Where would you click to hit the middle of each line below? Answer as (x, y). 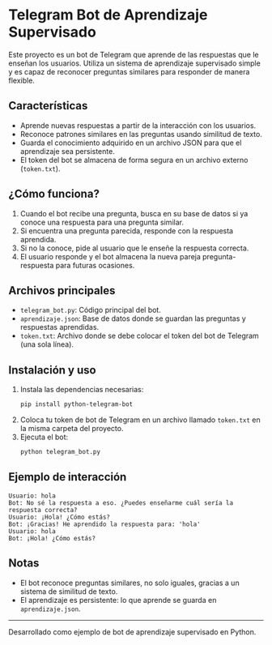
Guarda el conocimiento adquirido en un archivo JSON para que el (131, 143)
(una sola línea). (47, 344)
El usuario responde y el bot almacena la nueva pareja (110, 256)
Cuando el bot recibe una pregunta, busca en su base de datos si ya (134, 213)
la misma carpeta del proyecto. (72, 429)
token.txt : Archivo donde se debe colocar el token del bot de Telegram (139, 336)
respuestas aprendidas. (59, 327)
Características (48, 106)
